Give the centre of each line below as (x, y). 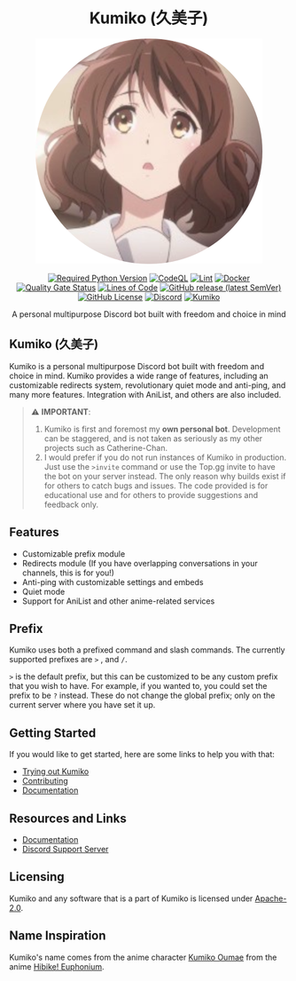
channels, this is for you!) (68, 573)
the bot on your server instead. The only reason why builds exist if (165, 476)
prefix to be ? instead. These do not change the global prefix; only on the (142, 696)
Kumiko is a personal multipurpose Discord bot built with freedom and (136, 366)
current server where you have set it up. (82, 705)
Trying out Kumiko (55, 771)
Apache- (271, 898)
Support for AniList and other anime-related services (118, 601)
